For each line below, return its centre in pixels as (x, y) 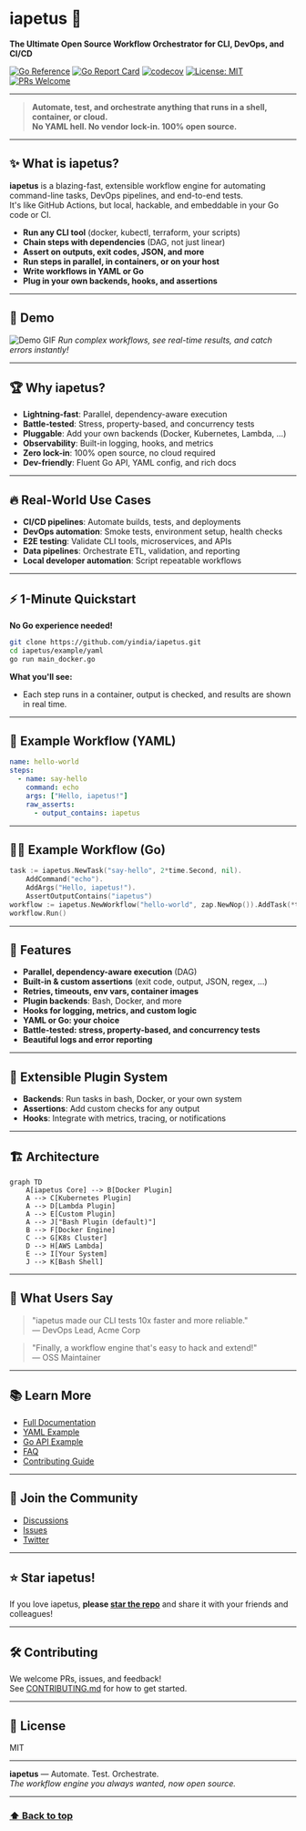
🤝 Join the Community (74, 1498)
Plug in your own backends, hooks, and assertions (120, 281)
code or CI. (31, 214)
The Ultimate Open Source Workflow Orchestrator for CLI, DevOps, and (147, 44)
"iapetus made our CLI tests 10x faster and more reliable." (140, 1320)
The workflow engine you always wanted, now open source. (123, 1783)
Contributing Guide (58, 1461)
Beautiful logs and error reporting (87, 1040)
